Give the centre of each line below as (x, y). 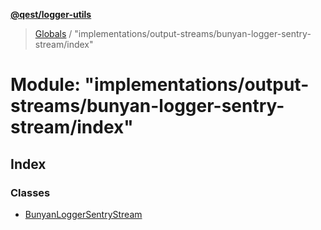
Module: (45, 85)
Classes (30, 192)
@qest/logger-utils (51, 14)
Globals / (53, 33)
